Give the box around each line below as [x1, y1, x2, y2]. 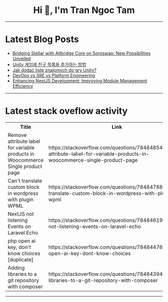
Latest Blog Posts [5, 34, 79, 45]
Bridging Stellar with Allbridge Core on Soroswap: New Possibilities [12, 50, 151, 56]
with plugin [7, 196, 34, 203]
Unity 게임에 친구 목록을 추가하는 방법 [12, 61, 86, 67]
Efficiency [12, 83, 33, 89]
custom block [7, 183, 40, 190]
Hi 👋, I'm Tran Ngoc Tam [33, 5, 135, 16]
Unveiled [12, 55, 31, 62]
